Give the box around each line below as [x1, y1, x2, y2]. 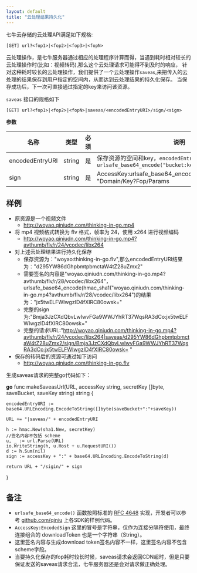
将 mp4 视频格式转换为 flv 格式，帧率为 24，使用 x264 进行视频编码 [14, 228, 179, 235]
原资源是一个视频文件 [14, 215, 66, 222]
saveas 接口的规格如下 [6, 95, 60, 103]
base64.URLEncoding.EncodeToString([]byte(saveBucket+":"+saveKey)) [6, 406, 177, 412]
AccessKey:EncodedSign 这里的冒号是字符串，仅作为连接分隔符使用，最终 [14, 524, 190, 531]
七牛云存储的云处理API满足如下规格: [6, 31, 93, 38]
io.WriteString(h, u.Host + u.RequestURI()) [6, 443, 117, 449]
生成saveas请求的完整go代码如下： [6, 372, 91, 379]
